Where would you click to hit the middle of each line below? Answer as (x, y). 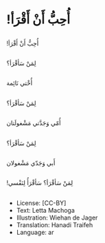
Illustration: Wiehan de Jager (57, 218)
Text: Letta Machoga (45, 210)
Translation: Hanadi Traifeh (55, 224)
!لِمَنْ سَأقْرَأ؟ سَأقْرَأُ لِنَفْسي (40, 183)
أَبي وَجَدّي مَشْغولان (31, 162)
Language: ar (35, 232)
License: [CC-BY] (41, 203)
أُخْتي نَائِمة (20, 83)
